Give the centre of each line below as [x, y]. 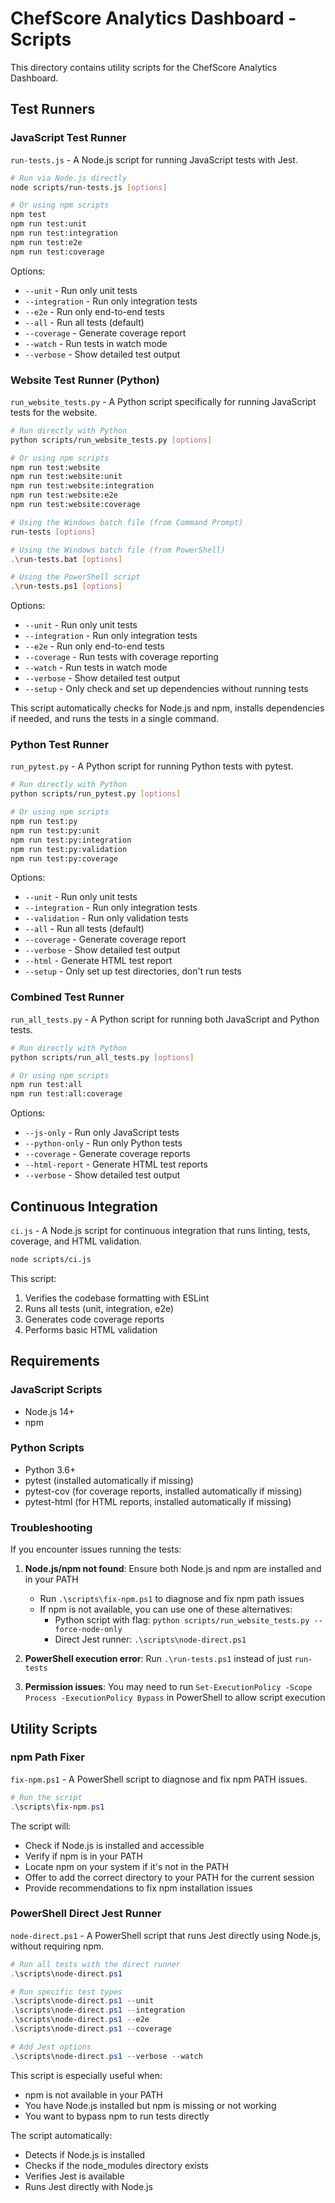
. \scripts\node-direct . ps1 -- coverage [91, 2029]
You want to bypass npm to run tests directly [117, 2116]
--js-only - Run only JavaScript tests [102, 1133]
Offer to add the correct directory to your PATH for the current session [169, 1877]
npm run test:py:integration [71, 840]
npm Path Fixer [47, 1757]
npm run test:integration [64, 233]
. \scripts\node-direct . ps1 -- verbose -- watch [106, 2056]
